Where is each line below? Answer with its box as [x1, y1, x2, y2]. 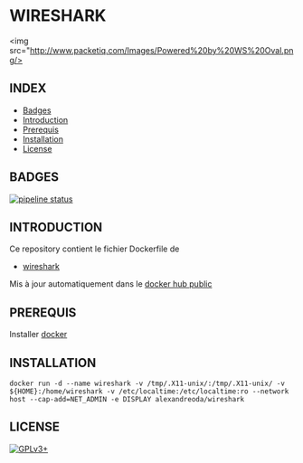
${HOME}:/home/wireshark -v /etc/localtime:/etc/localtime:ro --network [9, 387, 289, 396]
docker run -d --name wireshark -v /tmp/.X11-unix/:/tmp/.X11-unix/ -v [9, 379, 285, 388]
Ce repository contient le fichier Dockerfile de [9, 243, 180, 254]
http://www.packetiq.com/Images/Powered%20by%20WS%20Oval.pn [30, 44, 294, 55]
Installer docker [9, 329, 68, 340]
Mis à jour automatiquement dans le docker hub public [9, 279, 213, 289]
